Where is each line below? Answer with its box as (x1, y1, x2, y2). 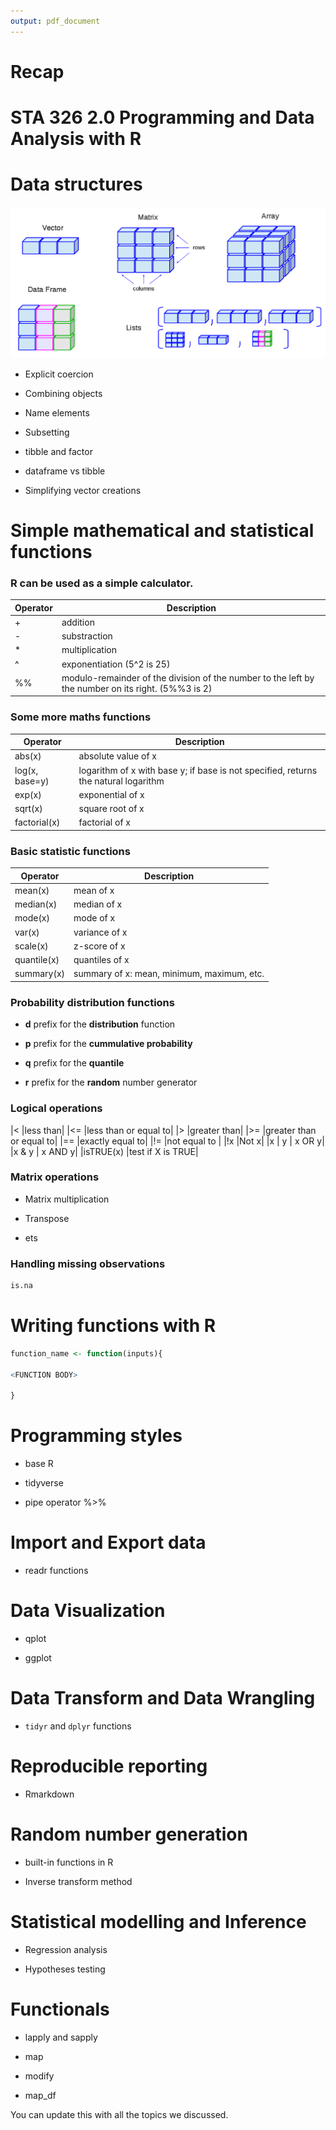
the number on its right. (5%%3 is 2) (61, 682, 213, 694)
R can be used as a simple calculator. (10, 576, 194, 590)
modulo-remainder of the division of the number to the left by (61, 671, 315, 684)
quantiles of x (73, 954, 130, 966)
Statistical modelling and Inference (10, 1911, 307, 1934)
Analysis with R (10, 128, 142, 150)
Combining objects (24, 387, 103, 399)
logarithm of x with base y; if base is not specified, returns (78, 764, 318, 776)
